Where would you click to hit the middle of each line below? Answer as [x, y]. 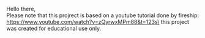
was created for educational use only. [54, 28]
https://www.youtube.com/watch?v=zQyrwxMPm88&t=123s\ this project [98, 22]
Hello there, [21, 9]
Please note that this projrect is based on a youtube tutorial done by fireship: [103, 15]
